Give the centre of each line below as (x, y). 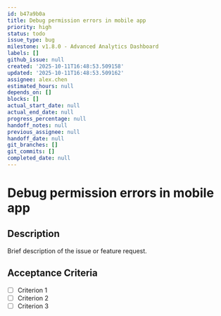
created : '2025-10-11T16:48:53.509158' (66, 66)
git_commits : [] (31, 152)
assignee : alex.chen (38, 79)
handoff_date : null (36, 138)
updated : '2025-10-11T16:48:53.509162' (66, 73)
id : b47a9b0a (26, 14)
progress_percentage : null (47, 119)
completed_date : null (39, 158)
